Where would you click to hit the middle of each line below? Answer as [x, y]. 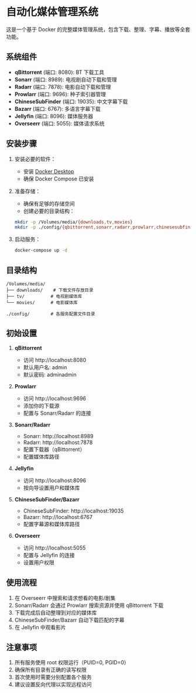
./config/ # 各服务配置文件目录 [51, 314]
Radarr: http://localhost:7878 [58, 442]
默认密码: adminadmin [50, 374]
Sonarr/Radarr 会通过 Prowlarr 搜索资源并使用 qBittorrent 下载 [89, 605]
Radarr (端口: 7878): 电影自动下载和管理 [63, 87]
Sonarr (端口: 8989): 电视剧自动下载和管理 [66, 79]
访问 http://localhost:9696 [55, 398]
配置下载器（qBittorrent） [54, 449]
